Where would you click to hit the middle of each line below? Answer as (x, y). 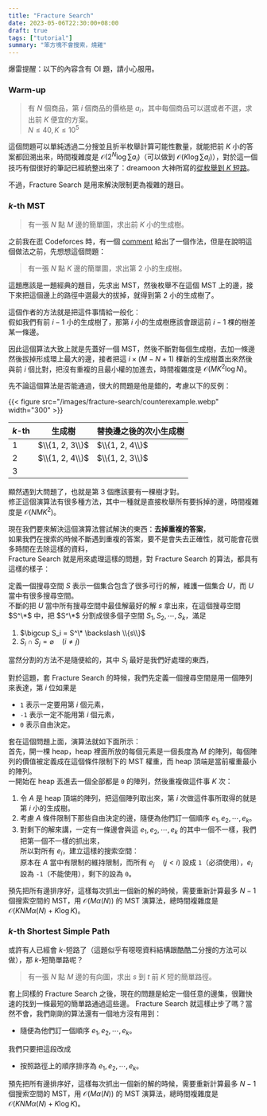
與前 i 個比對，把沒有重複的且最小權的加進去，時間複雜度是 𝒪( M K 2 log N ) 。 (130, 369)
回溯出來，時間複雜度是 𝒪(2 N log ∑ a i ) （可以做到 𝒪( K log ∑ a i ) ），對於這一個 (140, 157)
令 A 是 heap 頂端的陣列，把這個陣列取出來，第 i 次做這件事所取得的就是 (138, 798)
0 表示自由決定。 (47, 724)
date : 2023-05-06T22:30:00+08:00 (64, 23)
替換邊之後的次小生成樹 (141, 431)
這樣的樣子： (29, 568)
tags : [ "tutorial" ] (41, 38)
